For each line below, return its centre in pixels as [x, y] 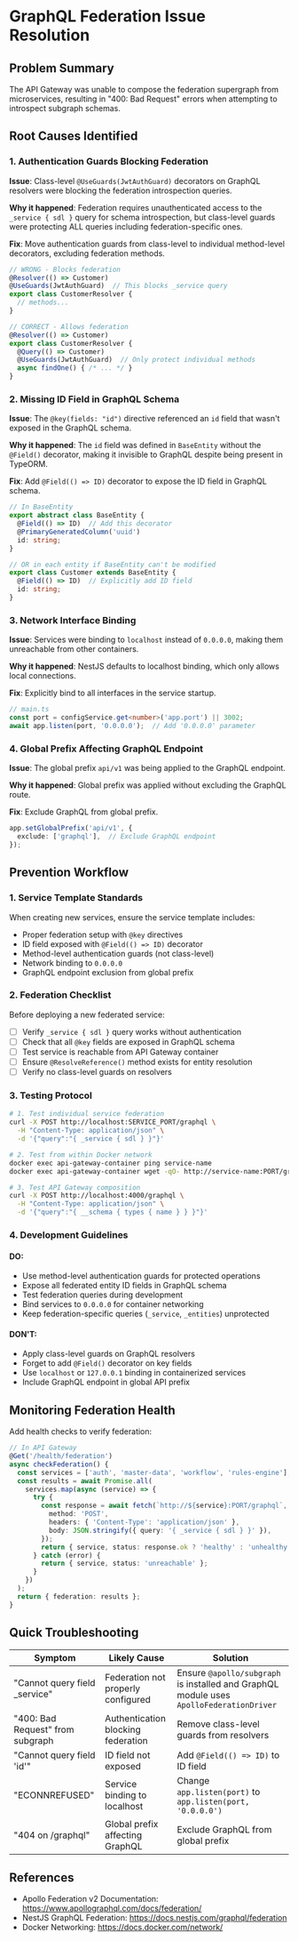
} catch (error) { [67, 1555]
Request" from [44, 1729]
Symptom [55, 1657]
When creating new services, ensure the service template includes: [132, 917]
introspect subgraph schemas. [65, 108]
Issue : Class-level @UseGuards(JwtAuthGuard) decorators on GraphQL [135, 180]
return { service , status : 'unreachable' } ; [125, 1564]
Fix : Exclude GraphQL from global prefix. [84, 812]
